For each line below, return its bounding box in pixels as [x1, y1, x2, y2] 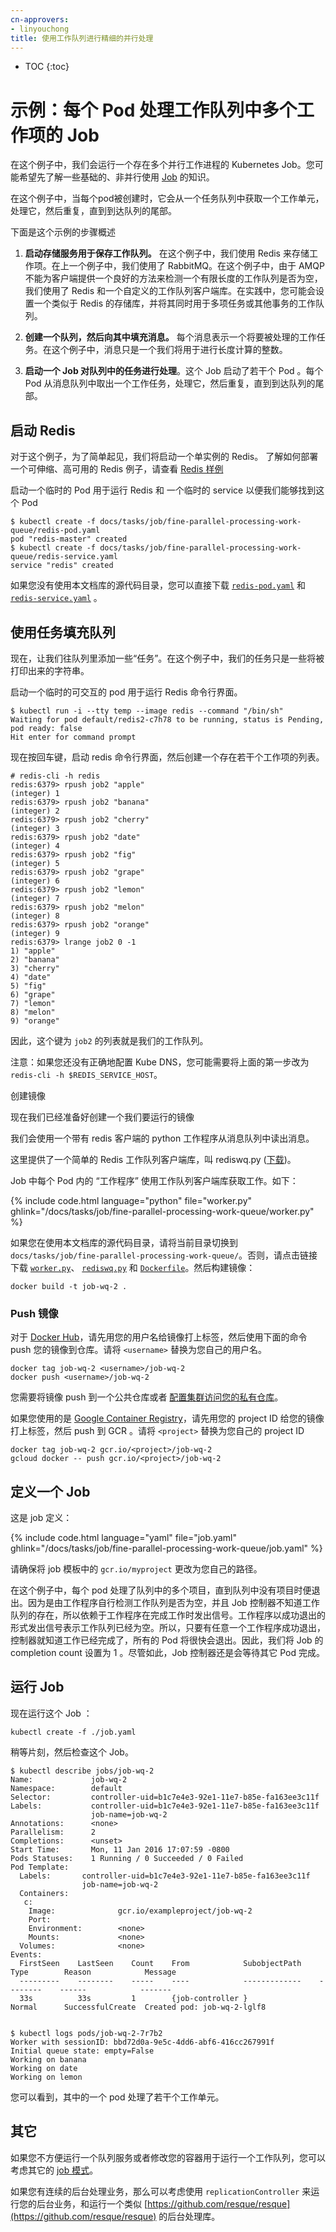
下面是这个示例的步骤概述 [10, 226, 116, 238]
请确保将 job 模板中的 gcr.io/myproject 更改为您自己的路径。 [10, 1563, 263, 1575]
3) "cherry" [10, 963, 60, 973]
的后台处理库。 [158, 2210, 221, 2222]
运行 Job [10, 1679, 65, 1696]
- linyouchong [10, 24, 70, 34]
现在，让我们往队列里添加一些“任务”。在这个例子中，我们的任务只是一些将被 [10, 652, 325, 664]
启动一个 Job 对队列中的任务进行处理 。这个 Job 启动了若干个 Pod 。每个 [24, 365, 324, 377]
